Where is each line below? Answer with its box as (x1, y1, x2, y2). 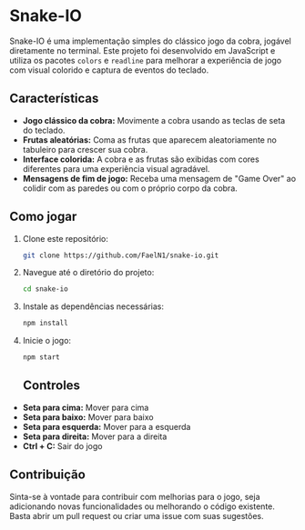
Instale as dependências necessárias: (22, 301, 165, 312)
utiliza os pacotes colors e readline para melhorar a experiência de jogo (9, 55, 282, 65)
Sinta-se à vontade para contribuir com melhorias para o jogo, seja (9, 491, 261, 502)
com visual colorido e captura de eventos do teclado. (9, 65, 209, 75)
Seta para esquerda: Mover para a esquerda (22, 421, 191, 432)
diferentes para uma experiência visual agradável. (22, 163, 210, 174)
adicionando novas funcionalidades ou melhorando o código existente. (9, 501, 276, 512)
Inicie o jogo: (22, 335, 71, 346)
